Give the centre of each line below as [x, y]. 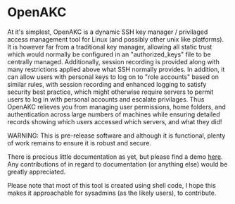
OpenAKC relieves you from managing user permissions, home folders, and [117, 107]
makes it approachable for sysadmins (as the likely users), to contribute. [112, 193]
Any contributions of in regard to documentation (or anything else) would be [118, 164]
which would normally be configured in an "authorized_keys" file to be [109, 54]
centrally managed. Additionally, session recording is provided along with [113, 61]
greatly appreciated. [37, 172]
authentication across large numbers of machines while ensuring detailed [114, 114]
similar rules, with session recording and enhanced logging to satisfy [107, 84]
